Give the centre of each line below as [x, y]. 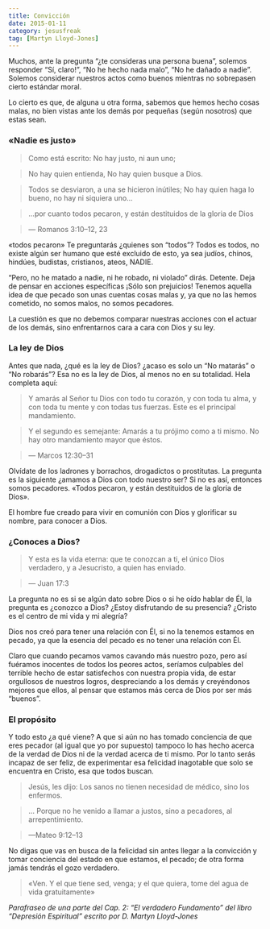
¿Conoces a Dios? [44, 541]
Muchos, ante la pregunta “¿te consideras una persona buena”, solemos [128, 61]
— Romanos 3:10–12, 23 [68, 229]
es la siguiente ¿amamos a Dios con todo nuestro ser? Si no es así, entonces [135, 479]
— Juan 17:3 [48, 583]
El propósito [32, 720]
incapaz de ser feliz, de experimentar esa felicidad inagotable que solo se [131, 763]
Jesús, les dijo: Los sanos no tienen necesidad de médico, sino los [139, 787]
